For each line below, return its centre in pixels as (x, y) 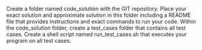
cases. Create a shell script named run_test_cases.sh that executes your (96, 34)
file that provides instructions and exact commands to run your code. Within (101, 21)
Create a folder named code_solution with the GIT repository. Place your (96, 9)
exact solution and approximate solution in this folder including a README (99, 15)
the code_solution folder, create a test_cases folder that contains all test (96, 28)
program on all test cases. (39, 41)
